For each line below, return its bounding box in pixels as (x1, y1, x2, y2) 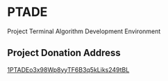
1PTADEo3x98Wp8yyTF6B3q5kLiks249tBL (7, 65, 130, 73)
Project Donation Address (7, 47, 121, 59)
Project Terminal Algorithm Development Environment (7, 27, 161, 35)
